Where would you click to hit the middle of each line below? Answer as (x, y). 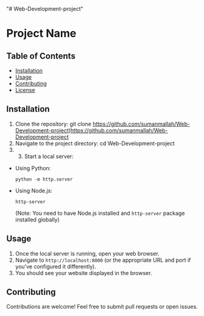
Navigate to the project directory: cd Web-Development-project (95, 143)
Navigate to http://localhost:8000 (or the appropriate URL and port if (103, 260)
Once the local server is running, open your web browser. (87, 253)
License (25, 90)
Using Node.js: (34, 190)
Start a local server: (49, 156)
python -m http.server (44, 179)
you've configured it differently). (55, 266)
